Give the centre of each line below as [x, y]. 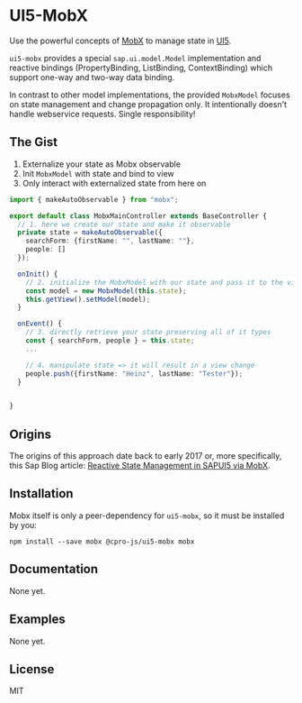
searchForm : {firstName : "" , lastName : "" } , [110, 241]
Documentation [54, 569]
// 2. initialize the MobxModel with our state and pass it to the [154, 282]
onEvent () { [40, 324]
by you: [23, 525]
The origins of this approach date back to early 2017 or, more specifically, [146, 456]
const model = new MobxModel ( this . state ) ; [106, 291]
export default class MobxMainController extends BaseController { [138, 216]
